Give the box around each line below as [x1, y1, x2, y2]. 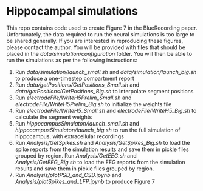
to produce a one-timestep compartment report [15, 75, 135, 82]
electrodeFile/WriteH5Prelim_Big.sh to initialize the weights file [15, 100, 172, 107]
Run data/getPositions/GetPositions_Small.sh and [15, 81, 140, 89]
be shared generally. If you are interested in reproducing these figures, [6, 37, 184, 44]
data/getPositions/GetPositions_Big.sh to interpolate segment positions [15, 87, 194, 95]
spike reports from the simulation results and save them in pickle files [15, 146, 190, 153]
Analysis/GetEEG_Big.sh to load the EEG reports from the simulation [15, 158, 185, 166]
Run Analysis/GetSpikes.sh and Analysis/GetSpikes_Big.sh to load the [15, 139, 190, 146]
